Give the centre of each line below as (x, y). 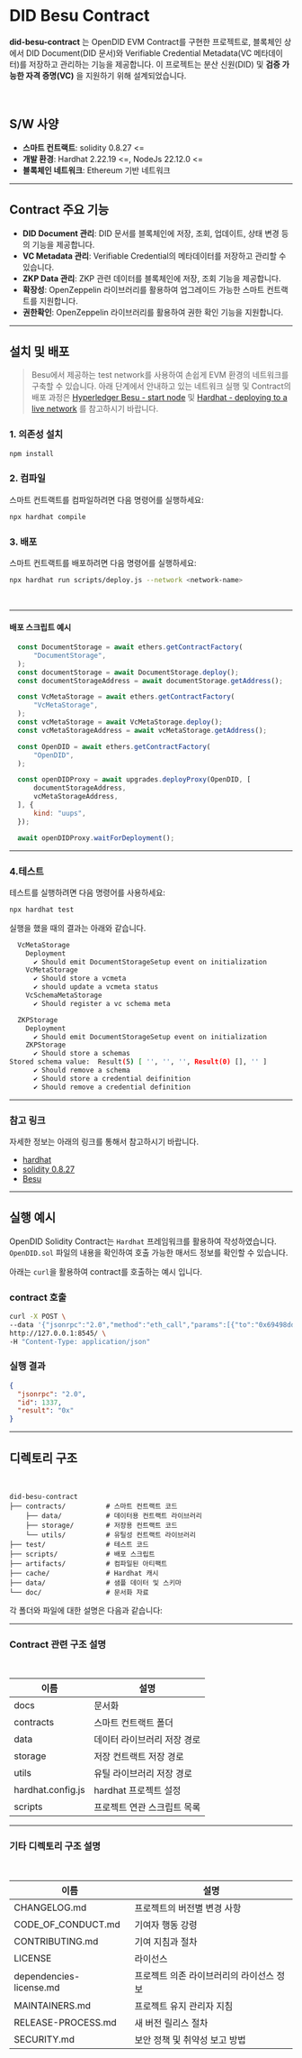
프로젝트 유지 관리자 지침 (184, 2006)
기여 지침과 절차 (166, 1942)
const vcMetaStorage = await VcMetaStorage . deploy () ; (120, 722)
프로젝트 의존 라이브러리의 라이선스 (204, 1975)
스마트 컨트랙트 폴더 (133, 1723)
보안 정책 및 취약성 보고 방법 (190, 2040)
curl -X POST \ (38, 1317)
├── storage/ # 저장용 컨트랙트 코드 (102, 1526)
